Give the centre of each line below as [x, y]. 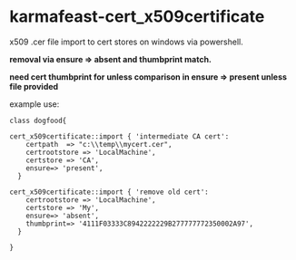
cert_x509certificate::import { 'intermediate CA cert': [119, 136]
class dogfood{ [38, 120]
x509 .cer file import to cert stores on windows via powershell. [126, 42]
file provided [34, 86]
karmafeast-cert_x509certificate [137, 17]
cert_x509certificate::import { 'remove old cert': [109, 192]
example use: [35, 104]
